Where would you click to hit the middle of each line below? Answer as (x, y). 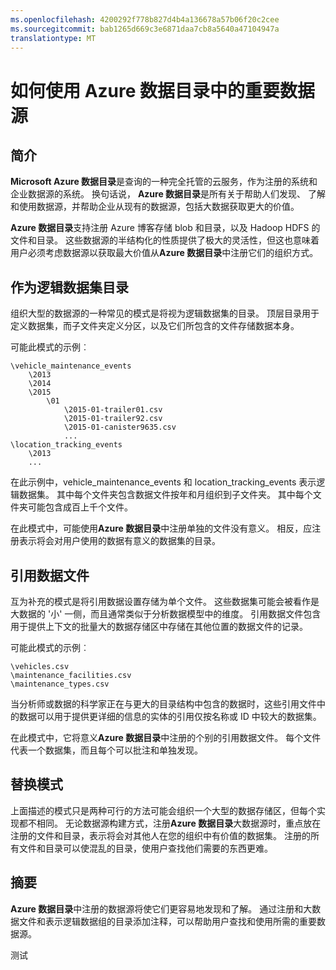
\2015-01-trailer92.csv (113, 419)
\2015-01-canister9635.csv (120, 427)
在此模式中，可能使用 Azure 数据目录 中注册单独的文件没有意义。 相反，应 (161, 528)
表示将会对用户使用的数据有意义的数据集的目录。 (119, 541)
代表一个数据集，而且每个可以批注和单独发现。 (106, 750)
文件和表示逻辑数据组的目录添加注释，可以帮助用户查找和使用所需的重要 (167, 921)
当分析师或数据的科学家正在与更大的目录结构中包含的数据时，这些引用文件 (163, 704)
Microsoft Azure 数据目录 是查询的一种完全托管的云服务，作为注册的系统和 (164, 182)
